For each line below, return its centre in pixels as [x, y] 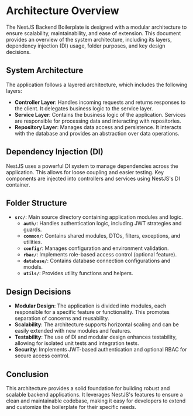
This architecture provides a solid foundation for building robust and [88, 388]
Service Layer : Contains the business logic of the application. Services [100, 114]
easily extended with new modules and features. [73, 331]
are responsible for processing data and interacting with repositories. [98, 121]
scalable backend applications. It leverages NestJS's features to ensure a [94, 395]
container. [18, 185]
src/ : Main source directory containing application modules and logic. [99, 217]
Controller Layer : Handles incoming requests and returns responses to [100, 102]
